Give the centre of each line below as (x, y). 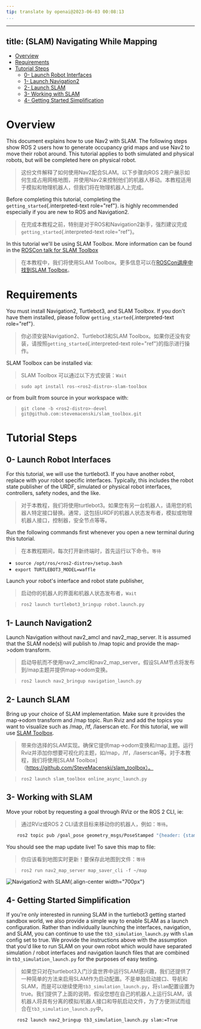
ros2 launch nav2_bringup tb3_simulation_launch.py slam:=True (98, 1020)
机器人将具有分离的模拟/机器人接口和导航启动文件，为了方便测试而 (103, 1001)
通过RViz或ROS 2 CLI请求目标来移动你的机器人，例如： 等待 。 (96, 824)
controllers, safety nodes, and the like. (53, 493)
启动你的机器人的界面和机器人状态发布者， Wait (79, 593)
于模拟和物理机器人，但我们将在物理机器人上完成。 (84, 187)
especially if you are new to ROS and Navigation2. (68, 212)
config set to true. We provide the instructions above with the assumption (97, 940)
